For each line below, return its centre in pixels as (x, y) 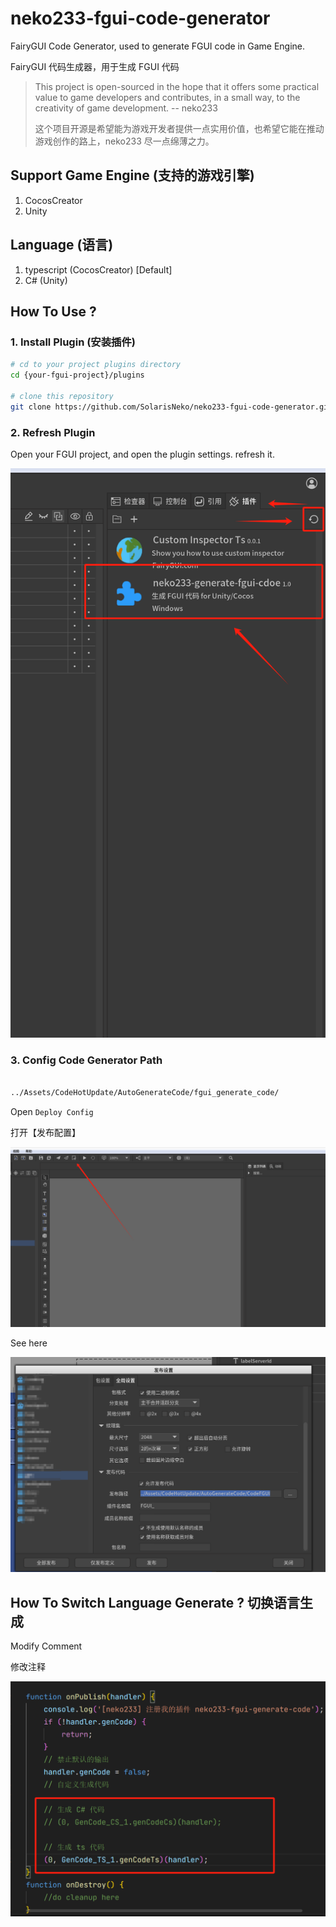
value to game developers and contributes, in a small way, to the (167, 97)
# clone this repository (62, 396)
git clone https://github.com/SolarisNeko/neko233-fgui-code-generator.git (171, 407)
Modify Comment (46, 1646)
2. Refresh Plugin (53, 432)
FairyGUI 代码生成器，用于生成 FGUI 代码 (95, 66)
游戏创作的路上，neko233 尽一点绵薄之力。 (124, 141)
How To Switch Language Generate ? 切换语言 (155, 1602)
